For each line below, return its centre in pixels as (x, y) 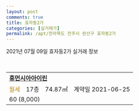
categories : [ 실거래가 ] (33, 28)
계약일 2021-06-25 (102, 90)
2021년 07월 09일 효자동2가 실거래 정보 (52, 52)
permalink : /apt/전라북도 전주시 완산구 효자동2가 (61, 34)
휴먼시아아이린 (28, 78)
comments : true (25, 17)
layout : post (22, 12)
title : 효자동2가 (25, 23)
